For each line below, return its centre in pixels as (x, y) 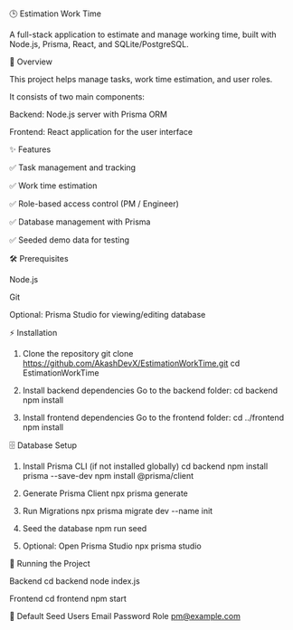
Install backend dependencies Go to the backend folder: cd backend (150, 390)
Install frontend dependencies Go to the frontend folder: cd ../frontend (153, 417)
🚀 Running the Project (50, 563)
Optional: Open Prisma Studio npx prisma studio (112, 546)
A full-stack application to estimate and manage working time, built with (143, 34)
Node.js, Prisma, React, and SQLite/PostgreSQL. (99, 44)
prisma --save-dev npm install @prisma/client (108, 476)
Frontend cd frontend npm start (68, 598)
